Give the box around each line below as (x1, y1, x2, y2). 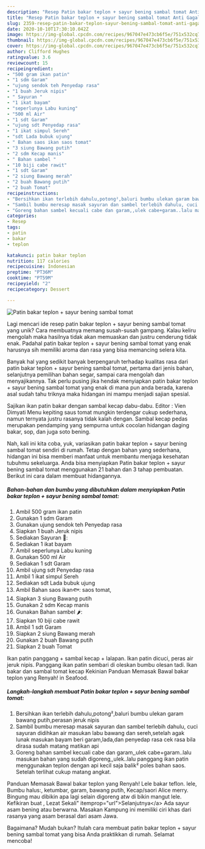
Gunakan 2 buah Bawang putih (15, 636, 94, 644)
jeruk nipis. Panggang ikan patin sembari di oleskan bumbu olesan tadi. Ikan (7, 661, 197, 668)
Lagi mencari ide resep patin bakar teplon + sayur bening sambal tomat (7, 320, 186, 327)
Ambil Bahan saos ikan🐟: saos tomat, (15, 586, 112, 593)
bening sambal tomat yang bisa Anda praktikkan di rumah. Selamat (7, 830, 175, 838)
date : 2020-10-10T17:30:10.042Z (7, 26, 89, 32)
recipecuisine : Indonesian (7, 263, 75, 270)
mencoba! (7, 837, 32, 844)
